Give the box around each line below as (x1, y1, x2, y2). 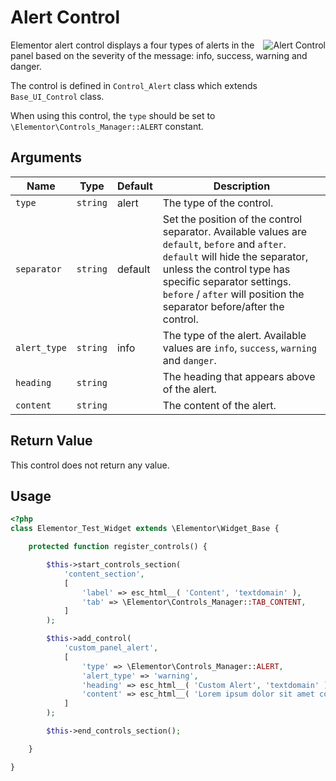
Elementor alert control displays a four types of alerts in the (10, 39, 255, 51)
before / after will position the (162, 287, 305, 301)
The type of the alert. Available (162, 328, 307, 342)
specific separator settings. (162, 274, 292, 288)
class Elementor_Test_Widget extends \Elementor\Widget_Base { (10, 524, 280, 534)
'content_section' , (63, 569, 145, 579)
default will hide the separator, (162, 249, 309, 263)
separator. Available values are (162, 224, 308, 238)
